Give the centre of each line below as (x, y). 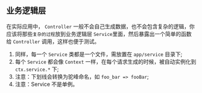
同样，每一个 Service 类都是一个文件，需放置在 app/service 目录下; (99, 54)
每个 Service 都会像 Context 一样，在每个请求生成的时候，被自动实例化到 (106, 61)
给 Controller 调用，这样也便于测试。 (53, 41)
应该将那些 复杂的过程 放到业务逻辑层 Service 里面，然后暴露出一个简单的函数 (99, 34)
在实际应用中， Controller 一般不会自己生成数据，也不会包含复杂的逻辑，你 (100, 26)
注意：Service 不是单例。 (46, 84)
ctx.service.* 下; (37, 69)
